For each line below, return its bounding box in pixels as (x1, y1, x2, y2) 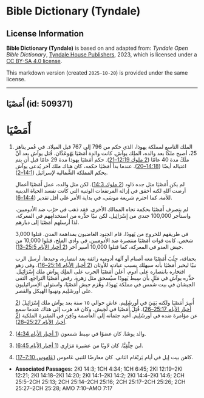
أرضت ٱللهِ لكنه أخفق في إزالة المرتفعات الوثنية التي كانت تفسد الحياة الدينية (15, 187, 186, 195)
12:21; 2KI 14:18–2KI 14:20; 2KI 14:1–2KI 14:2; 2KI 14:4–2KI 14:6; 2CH (15, 372, 185, 379)
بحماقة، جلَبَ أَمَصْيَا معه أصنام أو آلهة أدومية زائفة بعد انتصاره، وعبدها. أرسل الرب (15, 255, 197, 262)
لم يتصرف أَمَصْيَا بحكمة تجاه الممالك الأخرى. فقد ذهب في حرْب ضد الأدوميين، (15, 206, 189, 213)
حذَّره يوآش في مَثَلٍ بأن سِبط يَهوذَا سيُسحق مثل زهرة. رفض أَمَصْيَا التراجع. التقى (15, 274, 195, 282)
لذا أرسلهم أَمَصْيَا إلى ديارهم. (15, 218, 80, 226)
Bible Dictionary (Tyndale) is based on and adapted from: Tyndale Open (6, 44, 188, 52)
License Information (6, 29, 84, 39)
